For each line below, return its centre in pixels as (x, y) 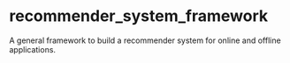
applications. (32, 49)
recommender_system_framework (139, 16)
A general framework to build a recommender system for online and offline (145, 40)
